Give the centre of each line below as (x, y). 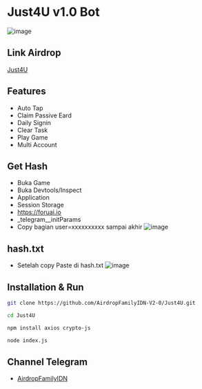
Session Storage (40, 205)
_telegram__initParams (49, 220)
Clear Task (32, 130)
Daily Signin (34, 122)
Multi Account (37, 144)
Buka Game (33, 183)
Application (33, 198)
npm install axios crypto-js (49, 328)
